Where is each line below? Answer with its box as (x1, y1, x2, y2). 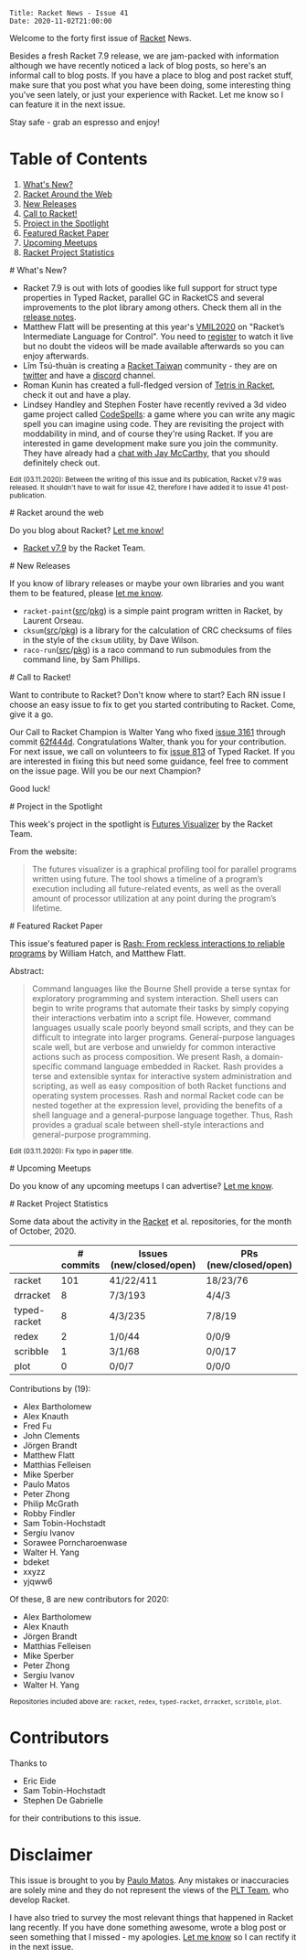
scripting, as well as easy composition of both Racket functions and (31, 1080, 287, 1091)
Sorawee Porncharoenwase (22, 1536, 128, 1547)
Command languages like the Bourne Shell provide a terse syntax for (31, 983, 291, 994)
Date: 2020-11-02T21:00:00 (9, 16, 112, 26)
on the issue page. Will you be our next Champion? (9, 765, 202, 776)
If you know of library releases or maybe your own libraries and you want (9, 577, 285, 589)
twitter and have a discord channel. (22, 369, 156, 380)
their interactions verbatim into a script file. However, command (31, 1012, 271, 1023)
